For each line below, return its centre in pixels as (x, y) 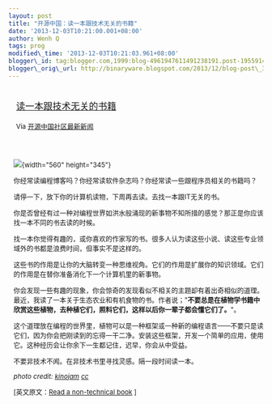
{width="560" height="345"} (66, 164)
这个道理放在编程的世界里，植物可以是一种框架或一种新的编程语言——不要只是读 (139, 325)
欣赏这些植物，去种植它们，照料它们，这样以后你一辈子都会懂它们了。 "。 (127, 309)
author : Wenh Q (34, 38)
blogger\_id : (30, 62)
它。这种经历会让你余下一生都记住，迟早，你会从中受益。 (102, 344)
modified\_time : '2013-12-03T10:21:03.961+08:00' (94, 53)
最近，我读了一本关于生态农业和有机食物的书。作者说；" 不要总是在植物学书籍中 (137, 300)
